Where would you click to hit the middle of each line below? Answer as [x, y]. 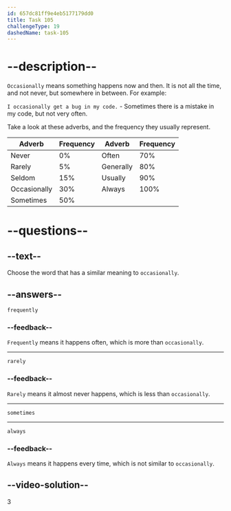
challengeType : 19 [33, 26]
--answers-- [34, 294]
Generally [117, 167]
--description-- [52, 67]
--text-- [24, 256]
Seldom [23, 178]
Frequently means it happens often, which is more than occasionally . [106, 343]
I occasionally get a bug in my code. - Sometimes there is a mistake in [111, 107]
